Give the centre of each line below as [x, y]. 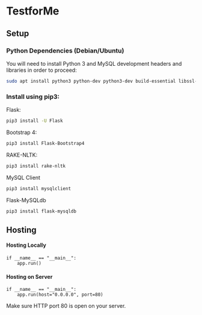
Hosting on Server [29, 276]
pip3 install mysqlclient [38, 188]
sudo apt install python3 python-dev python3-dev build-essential [91, 81]
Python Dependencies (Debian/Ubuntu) [65, 51]
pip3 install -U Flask [35, 121]
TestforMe [33, 11]
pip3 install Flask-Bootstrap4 [45, 143]
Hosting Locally [26, 245]
